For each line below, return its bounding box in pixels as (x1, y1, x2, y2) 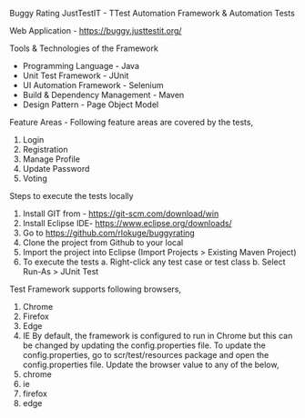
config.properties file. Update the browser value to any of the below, (22, 359, 280, 370)
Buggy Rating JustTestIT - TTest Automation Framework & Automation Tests (9, 8, 296, 18)
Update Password (22, 164, 90, 174)
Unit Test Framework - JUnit (22, 70, 129, 81)
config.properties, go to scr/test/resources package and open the (22, 350, 269, 360)
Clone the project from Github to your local (22, 237, 184, 248)
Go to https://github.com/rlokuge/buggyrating (22, 227, 196, 238)
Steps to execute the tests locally (9, 191, 134, 201)
